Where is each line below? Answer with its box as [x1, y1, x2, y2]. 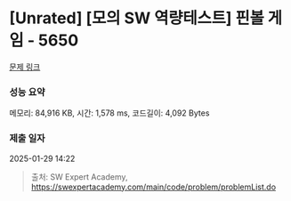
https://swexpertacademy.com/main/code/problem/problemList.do [30, 181, 277, 192]
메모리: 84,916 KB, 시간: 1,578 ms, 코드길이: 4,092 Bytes [9, 108, 210, 118]
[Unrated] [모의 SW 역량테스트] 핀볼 [9, 8, 264, 28]
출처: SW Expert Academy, [30, 171, 128, 182]
